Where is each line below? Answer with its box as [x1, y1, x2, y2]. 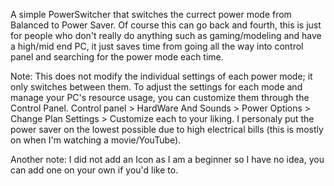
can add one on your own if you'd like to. [10, 164, 179, 176]
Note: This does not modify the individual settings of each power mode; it [10, 70, 313, 82]
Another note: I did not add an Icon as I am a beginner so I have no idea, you [10, 154, 325, 165]
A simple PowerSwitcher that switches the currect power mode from [10, 9, 292, 20]
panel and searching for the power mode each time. [10, 51, 224, 63]
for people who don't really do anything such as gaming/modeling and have [10, 30, 322, 41]
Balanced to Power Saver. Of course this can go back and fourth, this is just [10, 19, 322, 31]
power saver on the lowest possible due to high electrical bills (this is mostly [10, 124, 324, 135]
